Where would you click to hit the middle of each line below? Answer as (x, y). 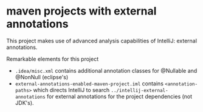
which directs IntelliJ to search (71, 90)
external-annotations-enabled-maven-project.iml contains (89, 84)
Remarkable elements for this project (53, 59)
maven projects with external (81, 11)
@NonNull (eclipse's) (42, 77)
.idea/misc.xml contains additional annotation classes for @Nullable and (106, 70)
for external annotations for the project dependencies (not (119, 96)
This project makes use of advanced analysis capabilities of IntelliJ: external (102, 41)
